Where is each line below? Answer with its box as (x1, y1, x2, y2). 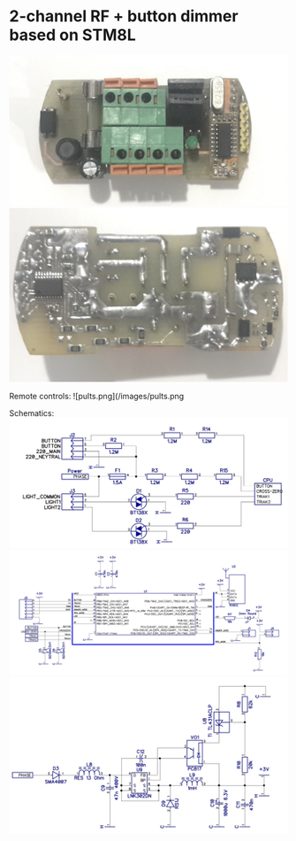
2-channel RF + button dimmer (9, 6, 239, 27)
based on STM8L (9, 25, 137, 45)
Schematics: (9, 408, 55, 419)
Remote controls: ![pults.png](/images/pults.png (9, 391, 185, 402)
